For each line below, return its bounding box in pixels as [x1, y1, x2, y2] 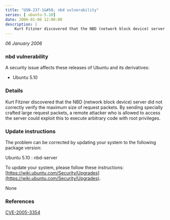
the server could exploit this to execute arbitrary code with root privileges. [5, 115, 161, 121]
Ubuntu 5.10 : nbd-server [5, 155, 58, 161]
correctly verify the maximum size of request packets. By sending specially [5, 104, 163, 110]
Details [5, 87, 23, 94]
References [5, 198, 35, 205]
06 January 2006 [5, 40, 42, 46]
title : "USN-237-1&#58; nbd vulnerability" [5, 7, 99, 13]
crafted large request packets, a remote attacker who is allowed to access [5, 109, 160, 116]
